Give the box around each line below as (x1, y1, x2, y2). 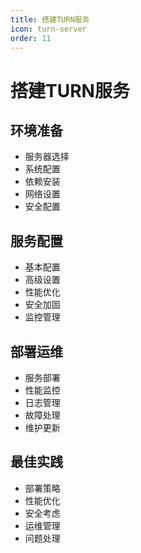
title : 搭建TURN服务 (10, 14, 90, 25)
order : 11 (10, 33, 52, 43)
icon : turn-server (10, 24, 87, 34)
